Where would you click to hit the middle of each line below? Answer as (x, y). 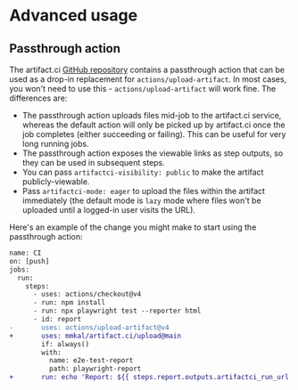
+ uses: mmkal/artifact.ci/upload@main (95, 336)
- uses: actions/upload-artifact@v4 (89, 327)
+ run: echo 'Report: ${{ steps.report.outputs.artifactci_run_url (149, 378)
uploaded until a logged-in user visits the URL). (109, 210)
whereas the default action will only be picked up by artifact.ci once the (153, 125)
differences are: (38, 98)
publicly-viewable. (56, 182)
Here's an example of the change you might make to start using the (133, 227)
